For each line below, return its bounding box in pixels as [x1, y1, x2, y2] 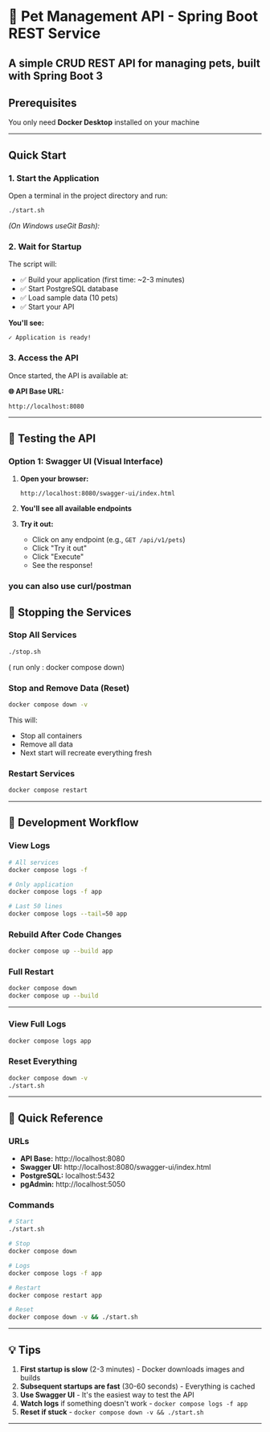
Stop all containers [19, 730, 83, 740]
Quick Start [8, 148, 67, 162]
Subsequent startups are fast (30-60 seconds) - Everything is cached [19, 1381, 256, 1391]
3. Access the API [8, 352, 79, 364]
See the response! [31, 561, 93, 570]
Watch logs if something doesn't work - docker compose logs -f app [19, 1398, 248, 1408]
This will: [8, 715, 38, 725]
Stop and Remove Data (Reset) [8, 682, 130, 693]
